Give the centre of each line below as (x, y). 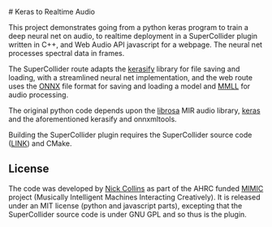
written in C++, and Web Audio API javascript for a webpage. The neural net (135, 45)
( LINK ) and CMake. (40, 143)
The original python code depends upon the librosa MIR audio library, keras (135, 110)
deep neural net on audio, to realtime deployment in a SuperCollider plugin (133, 36)
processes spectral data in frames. (67, 53)
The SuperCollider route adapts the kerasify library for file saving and (124, 69)
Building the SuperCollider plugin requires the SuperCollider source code (130, 135)
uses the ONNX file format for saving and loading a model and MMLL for (130, 86)
